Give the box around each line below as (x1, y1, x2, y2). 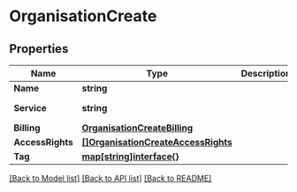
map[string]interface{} (81, 151, 179, 162)
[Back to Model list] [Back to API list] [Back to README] (9, 174, 212, 183)
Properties (9, 41, 69, 56)
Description (240, 68, 292, 79)
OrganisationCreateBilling (81, 122, 194, 134)
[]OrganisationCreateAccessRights (81, 137, 232, 148)
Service (13, 102, 47, 114)
